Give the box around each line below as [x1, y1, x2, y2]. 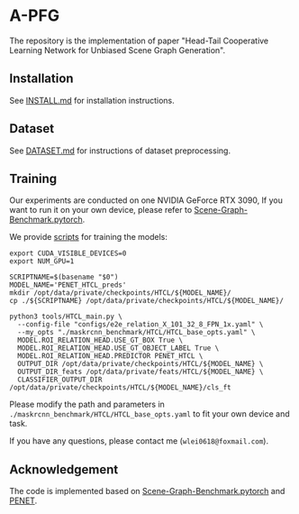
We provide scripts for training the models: [9, 232, 168, 243]
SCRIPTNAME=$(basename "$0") [9, 272, 119, 282]
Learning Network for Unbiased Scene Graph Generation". [9, 44, 226, 55]
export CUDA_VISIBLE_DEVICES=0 [9, 249, 127, 258]
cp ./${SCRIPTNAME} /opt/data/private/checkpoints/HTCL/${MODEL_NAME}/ [9, 297, 284, 306]
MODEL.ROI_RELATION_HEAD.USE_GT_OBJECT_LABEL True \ [17, 344, 220, 353]
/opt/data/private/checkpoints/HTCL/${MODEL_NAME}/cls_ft [9, 383, 231, 392]
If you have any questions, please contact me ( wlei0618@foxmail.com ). [9, 436, 268, 446]
